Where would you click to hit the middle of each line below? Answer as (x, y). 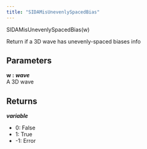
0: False (25, 128)
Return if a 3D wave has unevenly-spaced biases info (73, 41)
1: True (24, 134)
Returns (22, 101)
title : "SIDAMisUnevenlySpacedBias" (53, 12)
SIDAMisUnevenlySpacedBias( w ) (48, 29)
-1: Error (25, 141)
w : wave (18, 75)
